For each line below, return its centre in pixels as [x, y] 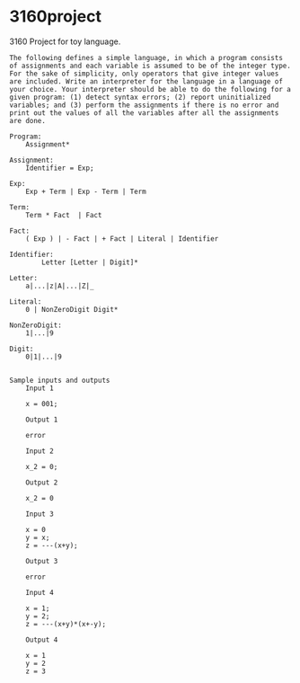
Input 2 [40, 451]
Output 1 [42, 420]
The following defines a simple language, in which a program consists [146, 58]
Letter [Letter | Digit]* [90, 262]
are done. [28, 120]
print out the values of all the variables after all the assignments [144, 113]
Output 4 [42, 640]
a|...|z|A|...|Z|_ [60, 286]
